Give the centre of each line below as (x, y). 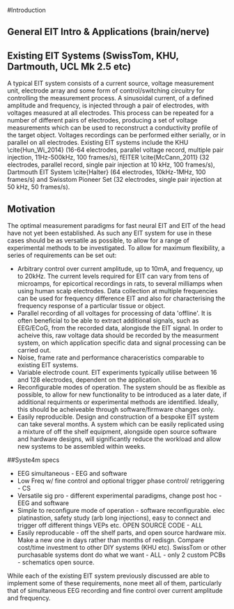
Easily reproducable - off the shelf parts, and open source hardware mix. (122, 533)
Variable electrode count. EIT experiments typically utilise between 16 (117, 373)
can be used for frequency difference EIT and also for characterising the (121, 298)
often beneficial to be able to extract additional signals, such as (108, 321)
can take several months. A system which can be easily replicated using (120, 424)
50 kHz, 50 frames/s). (39, 187)
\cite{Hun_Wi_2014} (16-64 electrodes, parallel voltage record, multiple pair (116, 150)
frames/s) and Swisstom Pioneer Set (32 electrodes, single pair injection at (115, 180)
